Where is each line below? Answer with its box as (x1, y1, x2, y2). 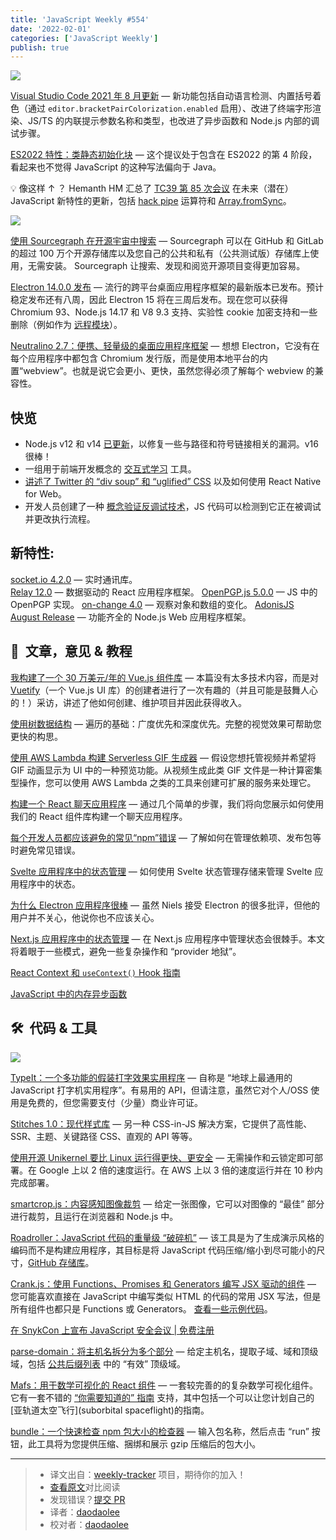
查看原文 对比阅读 (49, 1481, 121, 1493)
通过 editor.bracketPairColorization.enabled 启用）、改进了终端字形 (27, 102, 313, 115)
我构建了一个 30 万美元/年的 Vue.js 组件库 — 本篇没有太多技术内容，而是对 (10, 671, 320, 683)
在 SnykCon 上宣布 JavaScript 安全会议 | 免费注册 (10, 1324, 215, 1336)
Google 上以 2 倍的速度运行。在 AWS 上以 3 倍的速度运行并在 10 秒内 (38, 1164, 324, 1176)
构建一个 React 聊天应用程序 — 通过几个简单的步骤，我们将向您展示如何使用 (10, 797, 325, 810)
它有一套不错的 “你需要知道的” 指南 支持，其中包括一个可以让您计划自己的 (10, 1391, 315, 1403)
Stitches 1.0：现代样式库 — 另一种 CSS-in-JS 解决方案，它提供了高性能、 (10, 1117, 313, 1130)
